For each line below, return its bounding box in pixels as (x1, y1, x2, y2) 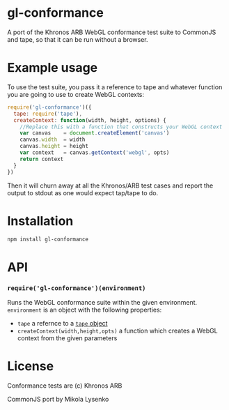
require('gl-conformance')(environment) (7, 284, 146, 292)
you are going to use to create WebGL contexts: (7, 90, 145, 98)
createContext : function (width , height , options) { (13, 116, 167, 123)
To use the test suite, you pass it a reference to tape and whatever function (7, 82, 223, 91)
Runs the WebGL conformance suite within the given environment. (7, 298, 198, 306)
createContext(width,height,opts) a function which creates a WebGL (17, 326, 218, 335)
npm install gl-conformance (7, 236, 89, 243)
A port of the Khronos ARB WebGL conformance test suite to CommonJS (7, 28, 216, 36)
